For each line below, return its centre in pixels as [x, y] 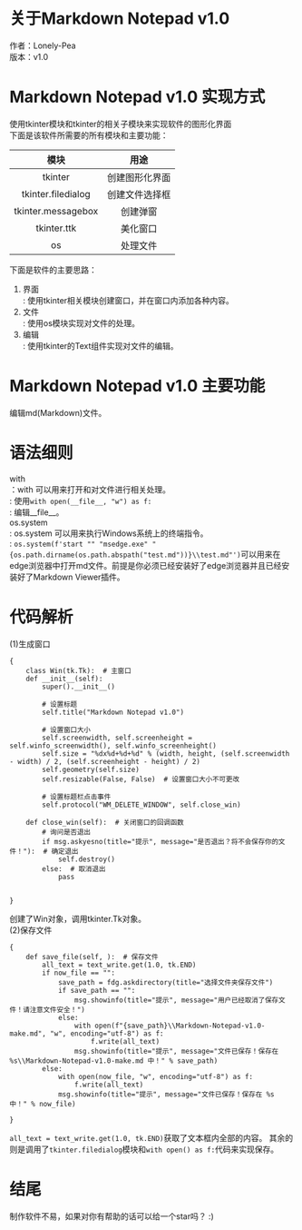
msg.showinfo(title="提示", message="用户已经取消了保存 [176, 1000]
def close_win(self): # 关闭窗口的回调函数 [105, 822]
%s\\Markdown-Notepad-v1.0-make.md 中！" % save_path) [114, 1061]
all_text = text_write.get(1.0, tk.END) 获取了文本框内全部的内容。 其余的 [151, 1137]
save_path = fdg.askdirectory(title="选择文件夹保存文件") [166, 982]
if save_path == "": [97, 990]
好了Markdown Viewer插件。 [71, 577]
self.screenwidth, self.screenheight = [117, 738]
